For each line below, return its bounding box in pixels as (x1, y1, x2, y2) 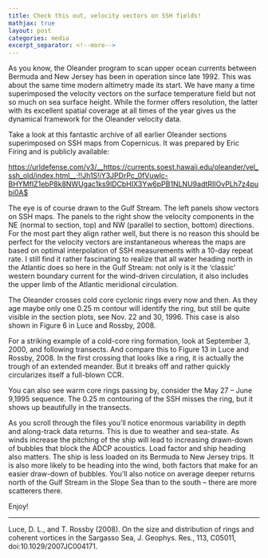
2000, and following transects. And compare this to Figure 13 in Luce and (8, 345, 250, 354)
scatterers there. (8, 486, 63, 496)
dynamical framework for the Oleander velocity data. (8, 114, 182, 124)
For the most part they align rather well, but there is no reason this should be (8, 229, 260, 238)
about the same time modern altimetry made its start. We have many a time (8, 81, 255, 90)
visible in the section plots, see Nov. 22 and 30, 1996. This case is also (8, 313, 240, 322)
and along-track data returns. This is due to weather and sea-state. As (8, 427, 240, 436)
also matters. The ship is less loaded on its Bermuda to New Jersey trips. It (8, 452, 254, 462)
